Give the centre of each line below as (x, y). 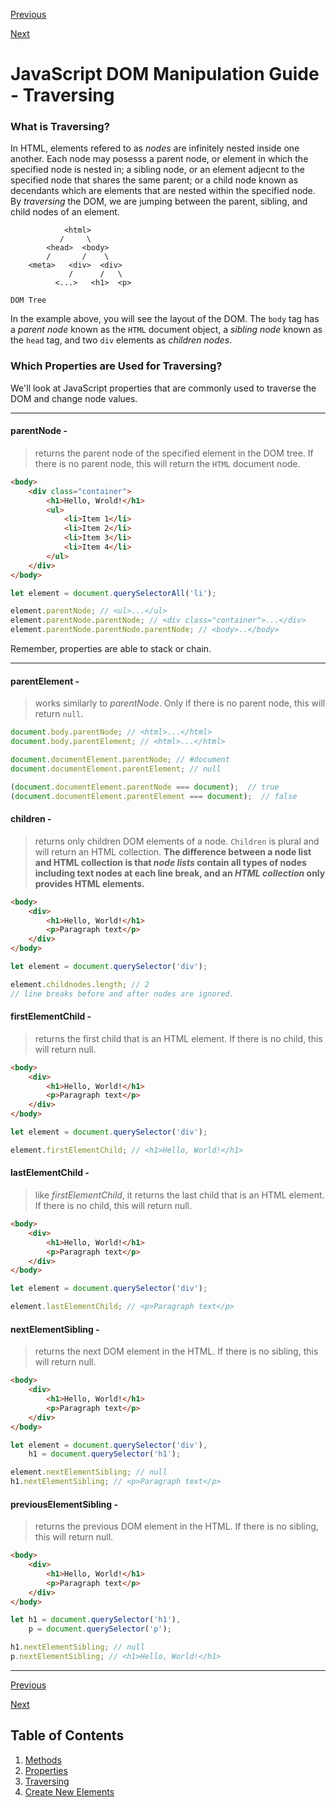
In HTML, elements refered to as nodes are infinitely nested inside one (155, 148)
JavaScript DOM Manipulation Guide (165, 74)
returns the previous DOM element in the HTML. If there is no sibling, (176, 1526)
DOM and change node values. (74, 398)
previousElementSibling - (64, 1504)
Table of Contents (67, 1735)
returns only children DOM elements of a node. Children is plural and (177, 841)
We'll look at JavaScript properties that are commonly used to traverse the (163, 388)
